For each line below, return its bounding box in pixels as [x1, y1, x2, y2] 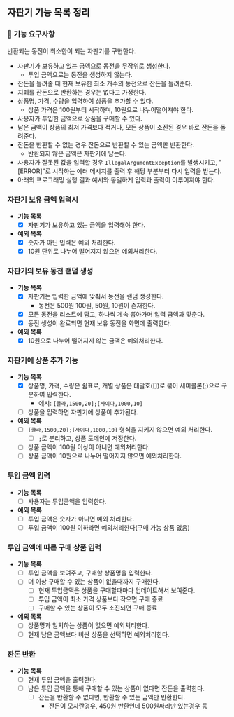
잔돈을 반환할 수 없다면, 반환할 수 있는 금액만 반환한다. [38, 693, 186, 702]
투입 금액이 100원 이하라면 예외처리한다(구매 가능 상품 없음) [27, 523, 190, 531]
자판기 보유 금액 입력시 [7, 195, 79, 205]
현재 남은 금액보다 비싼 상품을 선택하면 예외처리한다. [27, 630, 170, 639]
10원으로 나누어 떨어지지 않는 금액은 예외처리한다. [27, 336, 163, 345]
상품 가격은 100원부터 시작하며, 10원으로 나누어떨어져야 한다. [27, 105, 194, 114]
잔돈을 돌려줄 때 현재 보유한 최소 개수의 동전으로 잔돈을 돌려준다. [17, 79, 193, 88]
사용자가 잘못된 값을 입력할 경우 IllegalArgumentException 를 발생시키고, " [17, 158, 222, 166]
